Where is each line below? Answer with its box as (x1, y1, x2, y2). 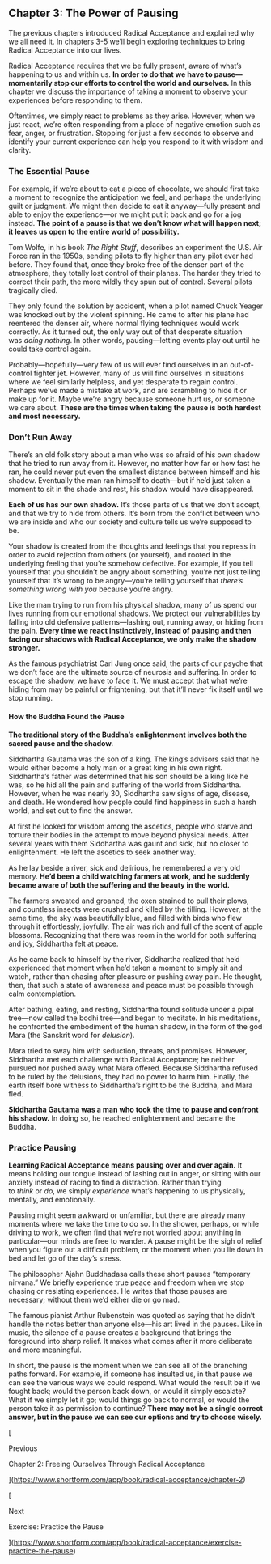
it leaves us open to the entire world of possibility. (8, 227, 180, 237)
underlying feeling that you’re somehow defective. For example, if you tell (8, 558, 253, 569)
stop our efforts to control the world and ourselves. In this (53, 78, 252, 87)
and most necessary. (8, 412, 81, 422)
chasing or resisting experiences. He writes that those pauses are (8, 1286, 227, 1295)
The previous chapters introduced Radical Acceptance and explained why (8, 28, 255, 37)
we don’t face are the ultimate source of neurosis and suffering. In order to (8, 668, 257, 677)
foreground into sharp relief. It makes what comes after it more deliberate (8, 1336, 252, 1346)
